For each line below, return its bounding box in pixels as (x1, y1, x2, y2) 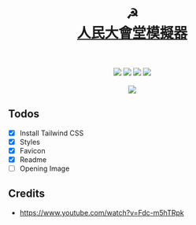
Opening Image (19, 164, 70, 173)
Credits (8, 187, 46, 201)
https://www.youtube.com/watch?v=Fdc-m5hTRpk (19, 208, 184, 217)
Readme (19, 154, 47, 164)
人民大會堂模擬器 (76, 24, 187, 42)
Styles (19, 137, 41, 146)
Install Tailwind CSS (19, 128, 84, 138)
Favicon (19, 146, 46, 155)
